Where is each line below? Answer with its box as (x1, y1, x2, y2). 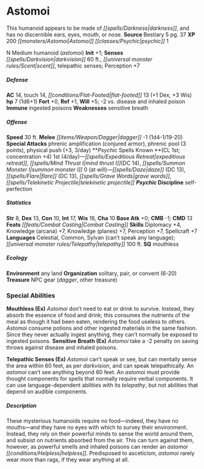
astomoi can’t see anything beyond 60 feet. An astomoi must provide (6, 369, 180, 376)
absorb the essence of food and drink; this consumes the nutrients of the (6, 311, 190, 319)
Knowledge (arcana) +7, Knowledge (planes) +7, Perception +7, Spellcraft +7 (6, 227, 198, 235)
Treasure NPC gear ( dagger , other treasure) (6, 276, 118, 283)
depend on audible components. (6, 388, 88, 395)
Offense (6, 118, 27, 125)
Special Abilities (6, 291, 55, 299)
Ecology (6, 254, 28, 262)
